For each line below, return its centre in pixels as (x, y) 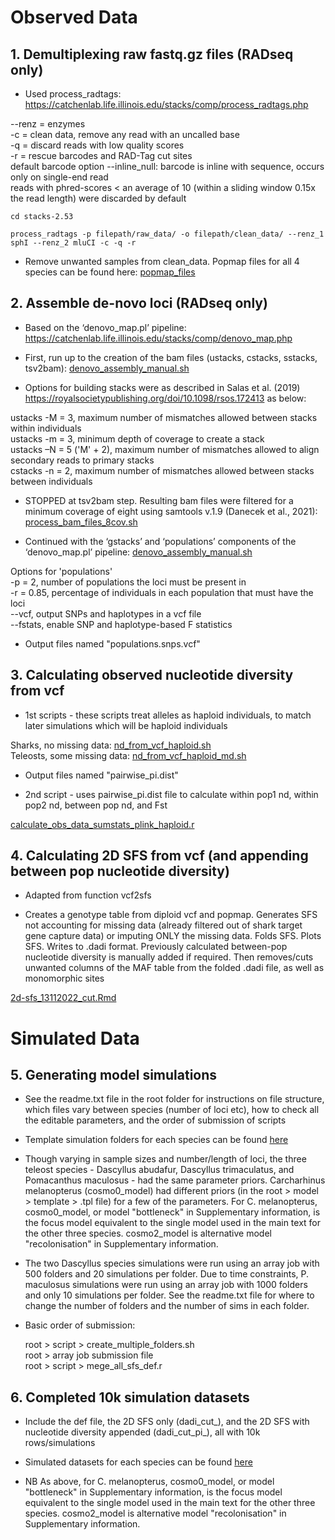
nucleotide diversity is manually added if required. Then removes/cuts (169, 957)
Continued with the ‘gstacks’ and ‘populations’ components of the (160, 541)
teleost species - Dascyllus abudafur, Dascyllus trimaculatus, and (159, 1170)
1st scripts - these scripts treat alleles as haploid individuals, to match (168, 715)
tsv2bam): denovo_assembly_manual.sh (107, 368)
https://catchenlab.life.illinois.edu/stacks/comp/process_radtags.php (166, 104)
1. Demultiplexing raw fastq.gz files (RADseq (152, 54)
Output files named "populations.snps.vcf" (112, 643)
